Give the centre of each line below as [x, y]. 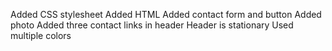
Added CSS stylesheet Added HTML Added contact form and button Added [166, 14]
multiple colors [41, 35]
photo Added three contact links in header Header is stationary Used [152, 25]
